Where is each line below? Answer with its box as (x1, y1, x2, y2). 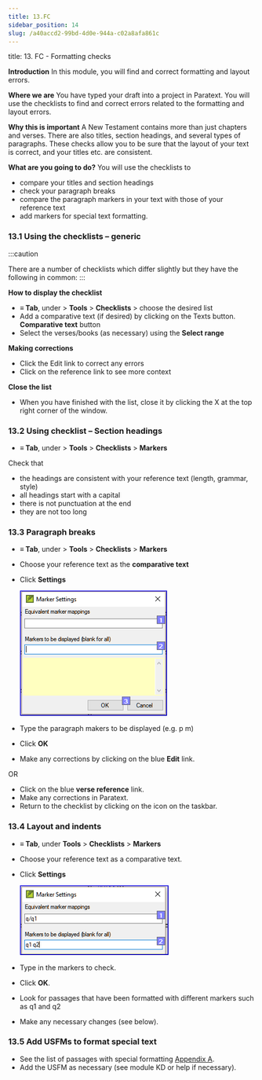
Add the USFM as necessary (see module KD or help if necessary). (19, 1062, 237, 1072)
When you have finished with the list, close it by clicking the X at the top (19, 397, 253, 406)
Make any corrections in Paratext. (19, 793, 129, 803)
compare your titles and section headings (19, 178, 155, 188)
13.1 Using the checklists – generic (8, 231, 141, 242)
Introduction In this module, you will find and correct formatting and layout (8, 67, 250, 76)
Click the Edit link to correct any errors (19, 358, 144, 368)
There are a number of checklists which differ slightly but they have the (8, 264, 239, 274)
